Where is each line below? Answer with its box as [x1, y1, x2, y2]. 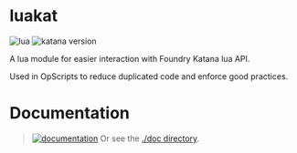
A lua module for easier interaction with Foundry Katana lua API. [9, 53, 250, 64]
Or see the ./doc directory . [100, 133, 200, 144]
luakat [9, 5, 58, 26]
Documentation [9, 103, 131, 124]
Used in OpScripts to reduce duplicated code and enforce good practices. [9, 70, 289, 82]
